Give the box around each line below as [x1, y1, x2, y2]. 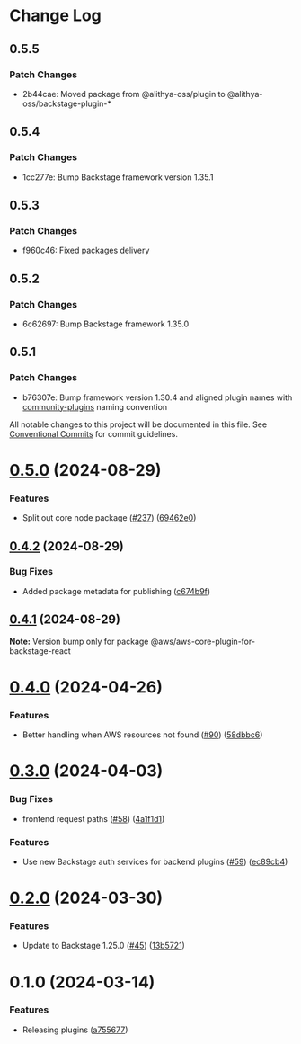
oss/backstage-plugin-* [22, 98, 112, 109]
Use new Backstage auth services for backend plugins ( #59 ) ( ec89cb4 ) [22, 856, 288, 867]
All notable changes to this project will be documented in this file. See [9, 419, 268, 430]
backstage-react [9, 645, 72, 656]
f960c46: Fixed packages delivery [22, 245, 150, 256]
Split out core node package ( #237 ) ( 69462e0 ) [22, 513, 197, 523]
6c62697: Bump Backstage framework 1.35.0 [22, 318, 190, 329]
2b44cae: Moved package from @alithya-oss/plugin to [22, 88, 226, 99]
